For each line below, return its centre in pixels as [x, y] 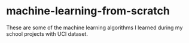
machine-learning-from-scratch [88, 11]
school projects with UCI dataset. [47, 33]
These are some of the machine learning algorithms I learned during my [94, 27]
